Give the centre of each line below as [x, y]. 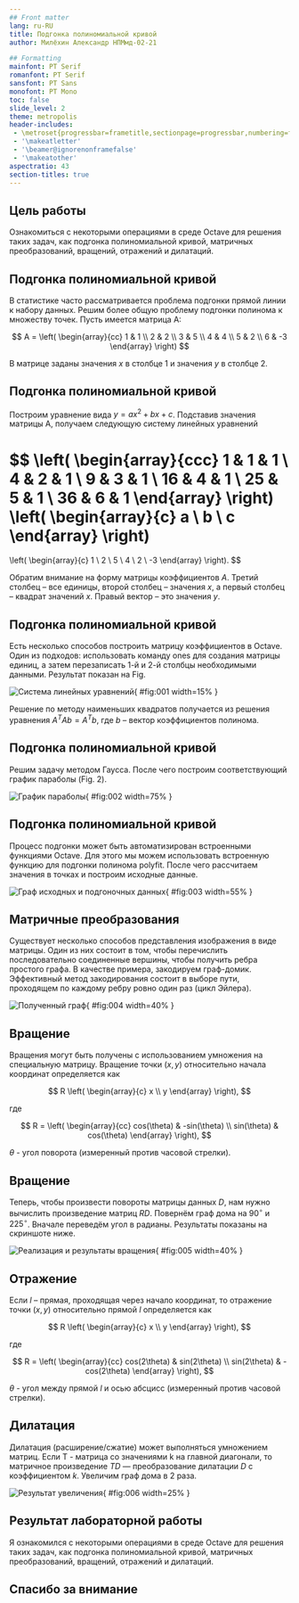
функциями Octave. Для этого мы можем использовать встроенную [139, 855]
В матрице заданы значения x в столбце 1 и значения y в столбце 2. [139, 363]
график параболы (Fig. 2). [58, 779]
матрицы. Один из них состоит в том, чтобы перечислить [119, 950]
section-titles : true [49, 175]
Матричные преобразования [94, 919]
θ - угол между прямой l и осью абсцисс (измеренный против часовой [145, 1388]
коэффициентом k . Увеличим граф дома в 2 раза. [103, 1476]
